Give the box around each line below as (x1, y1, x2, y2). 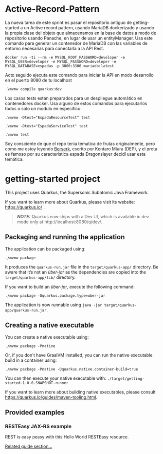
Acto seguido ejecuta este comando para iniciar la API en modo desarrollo (5, 72, 154, 78)
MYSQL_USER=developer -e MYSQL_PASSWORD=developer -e (5, 59, 117, 64)
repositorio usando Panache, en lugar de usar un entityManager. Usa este (5, 35, 153, 41)
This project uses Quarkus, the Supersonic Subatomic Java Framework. (5, 189, 149, 195)
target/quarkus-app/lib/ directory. (5, 274, 76, 280)
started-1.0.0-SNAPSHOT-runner (5, 380, 69, 385)
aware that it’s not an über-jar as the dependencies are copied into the (5, 269, 146, 275)
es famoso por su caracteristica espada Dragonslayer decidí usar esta (5, 151, 146, 157)
